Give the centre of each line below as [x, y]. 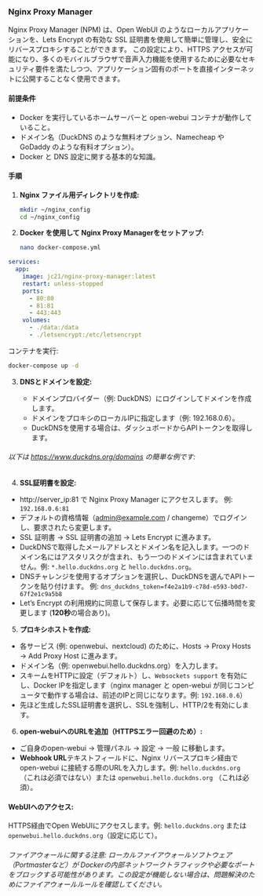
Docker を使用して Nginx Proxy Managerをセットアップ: [111, 233]
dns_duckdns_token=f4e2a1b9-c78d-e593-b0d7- [175, 587]
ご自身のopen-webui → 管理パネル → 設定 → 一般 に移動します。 [124, 748]
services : [24, 262]
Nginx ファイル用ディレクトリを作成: [79, 195]
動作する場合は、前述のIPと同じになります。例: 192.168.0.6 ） [147, 695]
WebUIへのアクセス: [41, 807]
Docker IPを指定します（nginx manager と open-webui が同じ [133, 686]
